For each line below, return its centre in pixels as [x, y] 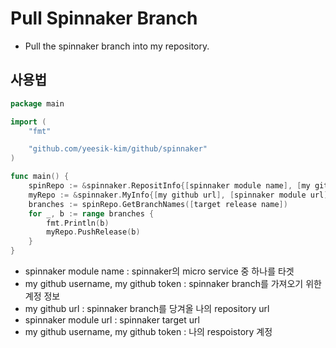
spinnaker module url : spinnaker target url [112, 320]
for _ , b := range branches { [91, 213]
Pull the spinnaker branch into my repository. [117, 46]
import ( [28, 122]
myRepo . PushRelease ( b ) [93, 232]
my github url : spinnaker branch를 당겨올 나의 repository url [147, 308]
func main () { [40, 177]
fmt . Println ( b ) [78, 223]
